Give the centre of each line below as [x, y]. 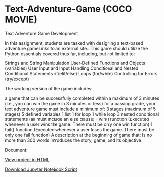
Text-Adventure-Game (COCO [69, 9]
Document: [17, 150]
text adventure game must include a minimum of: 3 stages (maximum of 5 [81, 109]
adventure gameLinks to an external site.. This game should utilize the [77, 48]
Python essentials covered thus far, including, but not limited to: [70, 54]
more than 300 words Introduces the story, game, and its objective [73, 140]
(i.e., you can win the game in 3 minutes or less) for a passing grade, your [80, 103]
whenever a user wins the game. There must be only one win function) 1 [79, 124]
